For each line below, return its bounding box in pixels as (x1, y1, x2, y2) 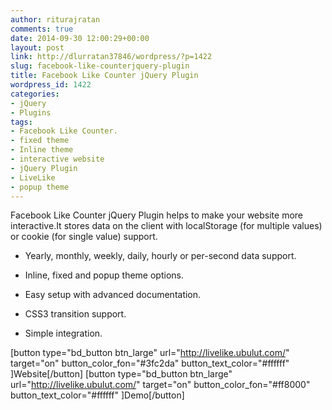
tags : (10, 117, 33, 127)
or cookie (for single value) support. (10, 231, 158, 243)
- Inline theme (10, 145, 74, 155)
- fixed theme (10, 136, 70, 146)
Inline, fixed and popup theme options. (24, 269, 184, 281)
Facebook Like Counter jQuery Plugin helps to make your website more (10, 209, 304, 221)
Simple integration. (24, 327, 103, 340)
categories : (10, 89, 60, 99)
